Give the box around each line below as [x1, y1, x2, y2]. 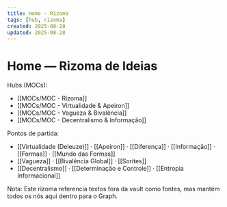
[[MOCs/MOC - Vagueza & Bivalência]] [16, 109, 127, 117]
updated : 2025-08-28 [7, 29, 66, 36]
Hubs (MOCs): [7, 81, 48, 89]
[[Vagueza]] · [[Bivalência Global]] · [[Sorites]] [16, 157, 147, 165]
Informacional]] [16, 171, 61, 180]
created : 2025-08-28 [7, 23, 66, 29]
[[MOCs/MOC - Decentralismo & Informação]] [16, 116, 147, 124]
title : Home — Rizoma [7, 10, 69, 17]
